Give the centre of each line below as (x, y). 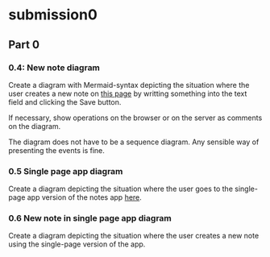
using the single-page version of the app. (77, 244)
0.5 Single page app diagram (66, 171)
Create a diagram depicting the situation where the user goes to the (121, 189)
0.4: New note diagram (54, 68)
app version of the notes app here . (85, 197)
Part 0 (24, 45)
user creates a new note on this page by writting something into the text (128, 93)
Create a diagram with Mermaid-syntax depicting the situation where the (129, 85)
